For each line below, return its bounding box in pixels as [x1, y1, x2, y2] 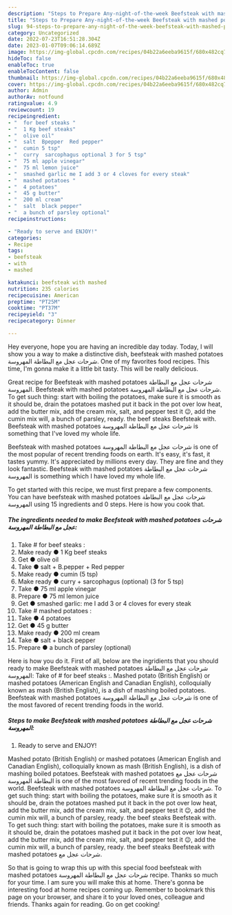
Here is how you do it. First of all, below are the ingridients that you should [8, 657, 219, 665]
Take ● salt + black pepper [17, 636, 96, 644]
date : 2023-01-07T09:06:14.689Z [8, 42, 101, 49]
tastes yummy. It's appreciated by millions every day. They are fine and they [8, 457, 224, 465]
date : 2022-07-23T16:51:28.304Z [8, 36, 101, 43]
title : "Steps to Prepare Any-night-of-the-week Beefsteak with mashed [8, 17, 218, 23]
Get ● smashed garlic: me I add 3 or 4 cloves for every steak [17, 599, 191, 608]
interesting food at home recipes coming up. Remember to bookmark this [8, 885, 215, 894]
